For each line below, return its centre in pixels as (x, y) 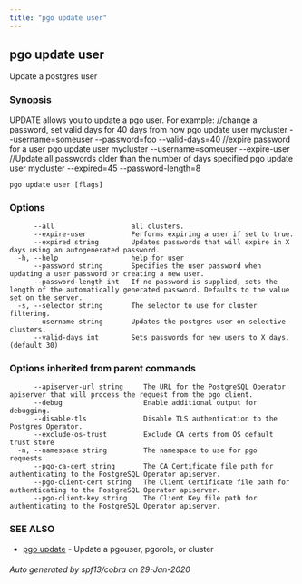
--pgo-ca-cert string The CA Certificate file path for (153, 467)
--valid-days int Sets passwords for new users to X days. (161, 338)
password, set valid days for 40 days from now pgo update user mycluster (149, 129)
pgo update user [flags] (56, 184)
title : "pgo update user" (58, 18)
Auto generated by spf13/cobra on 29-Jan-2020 (100, 569)
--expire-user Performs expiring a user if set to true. (164, 234)
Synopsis (30, 100)
